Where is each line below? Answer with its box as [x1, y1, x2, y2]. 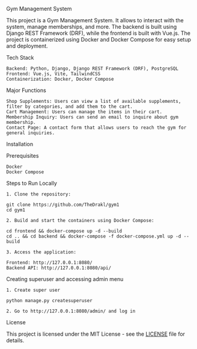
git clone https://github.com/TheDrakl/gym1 [6, 202, 120, 208]
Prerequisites [6, 152, 39, 159]
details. [6, 337, 25, 344]
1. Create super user [6, 287, 61, 293]
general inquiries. [6, 130, 55, 136]
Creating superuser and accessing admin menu [6, 276, 124, 282]
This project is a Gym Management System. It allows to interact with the [6, 17, 184, 23]
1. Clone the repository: [6, 191, 71, 197]
